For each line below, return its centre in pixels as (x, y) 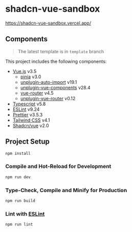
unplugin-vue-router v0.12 (48, 98)
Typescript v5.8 (29, 104)
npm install (18, 153)
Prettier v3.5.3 (28, 114)
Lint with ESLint (25, 214)
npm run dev (18, 177)
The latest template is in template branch (61, 51)
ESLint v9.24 (26, 109)
